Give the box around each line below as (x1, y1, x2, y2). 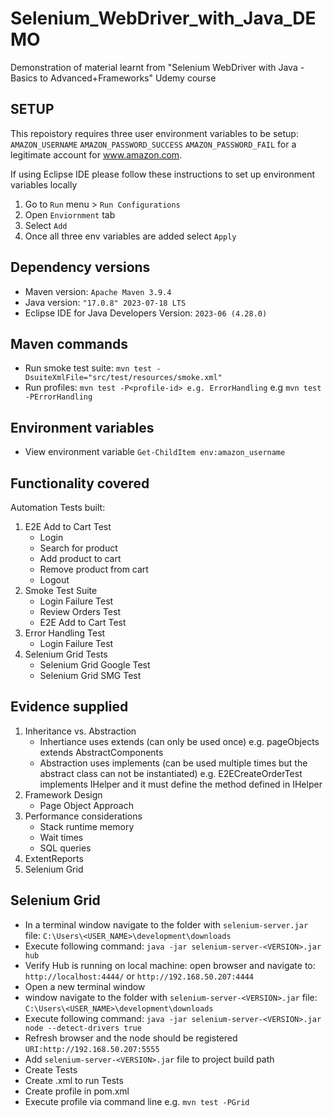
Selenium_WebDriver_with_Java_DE (10, 7, 317, 30)
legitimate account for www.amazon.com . (10, 148, 183, 161)
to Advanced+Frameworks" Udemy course (39, 72, 217, 84)
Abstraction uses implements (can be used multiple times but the (39, 757, 308, 769)
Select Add (24, 219, 68, 231)
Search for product (39, 542, 118, 554)
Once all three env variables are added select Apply (24, 230, 237, 242)
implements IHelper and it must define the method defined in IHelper (39, 778, 323, 790)
